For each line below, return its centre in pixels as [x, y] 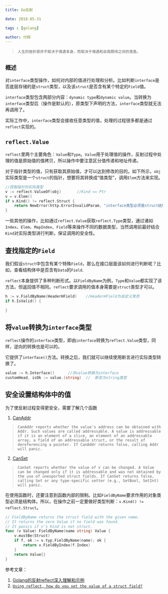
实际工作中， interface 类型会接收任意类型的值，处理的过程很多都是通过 [79, 121]
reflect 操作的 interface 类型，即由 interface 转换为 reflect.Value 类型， [78, 340]
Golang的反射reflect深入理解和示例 [48, 580]
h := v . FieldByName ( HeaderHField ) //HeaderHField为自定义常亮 [72, 296]
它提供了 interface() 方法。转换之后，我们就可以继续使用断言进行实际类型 [81, 357]
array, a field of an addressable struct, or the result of [81, 440]
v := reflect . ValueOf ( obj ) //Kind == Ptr [56, 191]
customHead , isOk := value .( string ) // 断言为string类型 [66, 378]
